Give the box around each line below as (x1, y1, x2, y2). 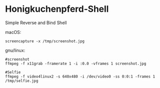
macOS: (5, 29, 21, 35)
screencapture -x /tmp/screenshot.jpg (5, 38, 85, 44)
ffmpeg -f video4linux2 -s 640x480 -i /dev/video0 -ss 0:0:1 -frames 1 (5, 74, 155, 79)
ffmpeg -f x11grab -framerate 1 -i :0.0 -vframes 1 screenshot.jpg (5, 61, 147, 66)
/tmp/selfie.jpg (5, 78, 38, 83)
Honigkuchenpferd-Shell (5, 3, 109, 15)
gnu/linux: (5, 47, 26, 53)
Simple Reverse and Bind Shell (5, 20, 67, 26)
